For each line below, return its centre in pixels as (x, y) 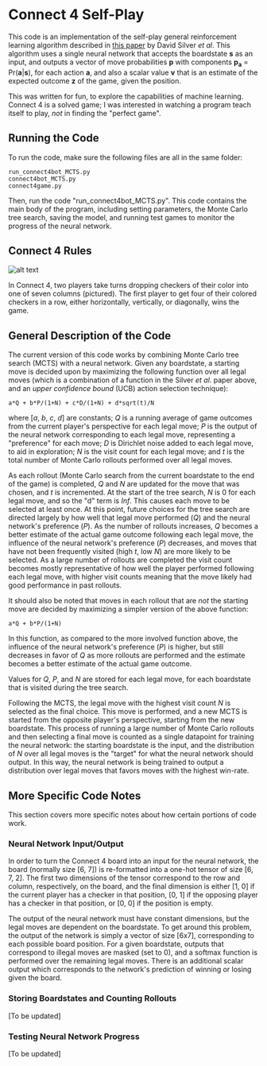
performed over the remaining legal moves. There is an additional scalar (126, 961)
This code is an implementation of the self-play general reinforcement (122, 37)
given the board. (35, 978)
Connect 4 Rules (50, 251)
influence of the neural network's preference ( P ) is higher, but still (116, 647)
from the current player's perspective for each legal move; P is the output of (133, 426)
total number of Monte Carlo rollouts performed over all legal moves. (120, 460)
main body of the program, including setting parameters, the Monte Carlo (128, 209)
